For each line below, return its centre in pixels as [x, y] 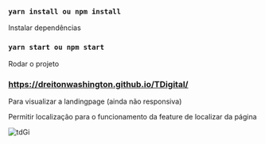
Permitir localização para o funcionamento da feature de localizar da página [132, 116]
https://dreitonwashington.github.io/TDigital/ [98, 84]
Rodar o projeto [34, 63]
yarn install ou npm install [65, 11]
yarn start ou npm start [57, 47]
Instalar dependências [45, 28]
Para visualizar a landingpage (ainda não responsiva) [95, 101]
